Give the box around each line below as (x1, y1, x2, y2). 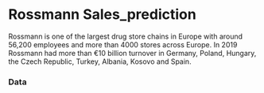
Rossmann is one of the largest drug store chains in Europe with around (8, 32, 243, 41)
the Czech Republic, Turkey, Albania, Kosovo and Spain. (8, 57, 192, 66)
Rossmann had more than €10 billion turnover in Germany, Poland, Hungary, (8, 48, 257, 58)
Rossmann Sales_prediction (8, 6, 196, 24)
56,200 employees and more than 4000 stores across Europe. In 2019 (8, 39, 238, 49)
